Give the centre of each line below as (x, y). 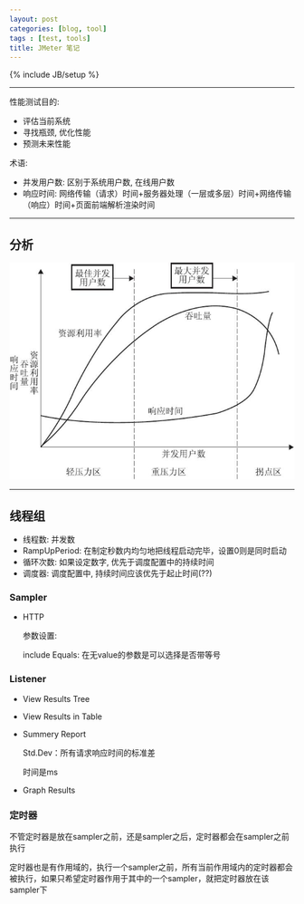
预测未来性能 (46, 144)
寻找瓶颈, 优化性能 (57, 132)
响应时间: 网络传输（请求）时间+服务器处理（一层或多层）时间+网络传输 (157, 194)
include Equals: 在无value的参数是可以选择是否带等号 (122, 655)
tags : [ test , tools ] (50, 38)
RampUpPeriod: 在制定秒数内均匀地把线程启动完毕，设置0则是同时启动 (155, 551)
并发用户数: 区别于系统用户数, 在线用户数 (98, 182)
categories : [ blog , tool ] (58, 29)
